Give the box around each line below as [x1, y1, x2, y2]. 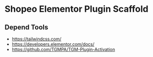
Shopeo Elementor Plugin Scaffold [4, 3, 149, 15]
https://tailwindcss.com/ [11, 36, 61, 42]
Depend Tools [4, 23, 49, 31]
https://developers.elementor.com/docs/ [11, 41, 95, 47]
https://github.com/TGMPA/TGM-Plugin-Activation [11, 47, 115, 52]
